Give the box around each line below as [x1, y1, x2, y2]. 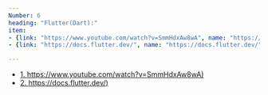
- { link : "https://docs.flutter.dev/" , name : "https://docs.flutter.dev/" [8, 41, 262, 49]
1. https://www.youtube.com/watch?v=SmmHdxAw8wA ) [19, 70, 204, 79]
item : [8, 26, 26, 34]
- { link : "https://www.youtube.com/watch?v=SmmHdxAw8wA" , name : [8, 33, 227, 42]
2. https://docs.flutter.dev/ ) [19, 78, 109, 88]
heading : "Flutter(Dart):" [8, 19, 98, 27]
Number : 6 [8, 11, 41, 20]
